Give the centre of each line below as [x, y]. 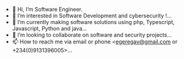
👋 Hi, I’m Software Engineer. [47, 9]
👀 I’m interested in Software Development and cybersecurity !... [92, 16]
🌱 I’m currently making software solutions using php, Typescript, [93, 22]
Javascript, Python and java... [50, 28]
